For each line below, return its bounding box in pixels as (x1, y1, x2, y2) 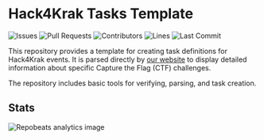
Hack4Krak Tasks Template (8, 5, 193, 23)
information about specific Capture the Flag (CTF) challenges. (8, 62, 212, 72)
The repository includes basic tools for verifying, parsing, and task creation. (8, 78, 257, 88)
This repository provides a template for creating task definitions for (8, 46, 228, 55)
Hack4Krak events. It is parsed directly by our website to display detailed (8, 55, 247, 64)
